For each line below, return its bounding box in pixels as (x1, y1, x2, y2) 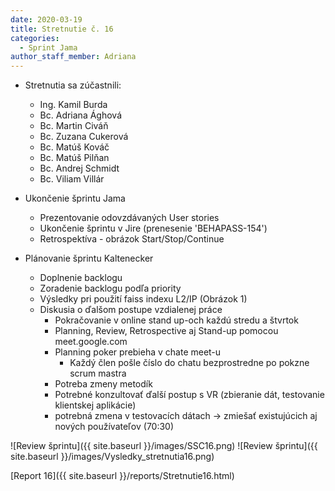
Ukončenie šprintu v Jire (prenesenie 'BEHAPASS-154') (39, 222, 268, 235)
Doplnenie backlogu (39, 272, 123, 284)
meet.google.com (54, 336, 128, 348)
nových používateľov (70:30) (54, 421, 175, 433)
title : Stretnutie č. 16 (10, 24, 114, 34)
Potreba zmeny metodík (54, 378, 153, 390)
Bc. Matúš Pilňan (39, 152, 110, 164)
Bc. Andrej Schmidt (39, 162, 120, 175)
